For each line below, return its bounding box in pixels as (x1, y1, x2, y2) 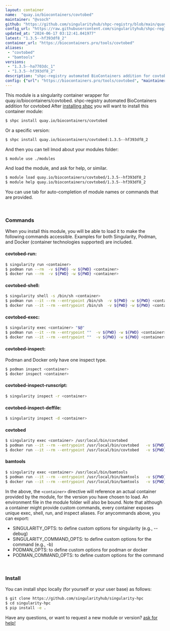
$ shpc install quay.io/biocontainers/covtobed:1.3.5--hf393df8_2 (5, 137, 148, 142)
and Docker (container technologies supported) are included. (5, 239, 133, 245)
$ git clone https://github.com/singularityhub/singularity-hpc (5, 595, 144, 601)
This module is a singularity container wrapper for (5, 92, 109, 98)
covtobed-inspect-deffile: (5, 404, 62, 411)
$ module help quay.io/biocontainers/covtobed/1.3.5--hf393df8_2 (5, 180, 146, 185)
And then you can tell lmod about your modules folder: (5, 146, 119, 152)
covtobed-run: (5, 251, 37, 257)
